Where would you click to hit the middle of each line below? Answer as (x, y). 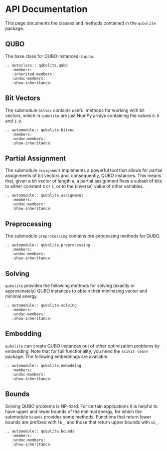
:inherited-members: (33, 74)
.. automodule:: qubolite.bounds (40, 431)
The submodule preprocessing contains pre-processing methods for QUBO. (83, 236)
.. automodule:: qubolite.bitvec (40, 130)
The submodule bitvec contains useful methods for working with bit (75, 110)
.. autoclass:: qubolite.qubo (37, 65)
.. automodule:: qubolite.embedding (43, 365)
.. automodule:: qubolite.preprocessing (48, 245)
